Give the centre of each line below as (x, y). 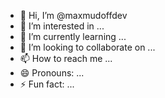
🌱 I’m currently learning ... (73, 36)
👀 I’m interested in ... (62, 26)
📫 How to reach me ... (66, 58)
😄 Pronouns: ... (52, 73)
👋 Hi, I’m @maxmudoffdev (73, 15)
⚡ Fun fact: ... (47, 84)
